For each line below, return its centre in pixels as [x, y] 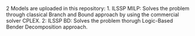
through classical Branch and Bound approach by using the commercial [93, 15]
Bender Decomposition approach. [47, 27]
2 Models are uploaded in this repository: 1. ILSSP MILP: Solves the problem [98, 8]
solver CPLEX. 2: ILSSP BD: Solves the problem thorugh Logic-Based [90, 21]
